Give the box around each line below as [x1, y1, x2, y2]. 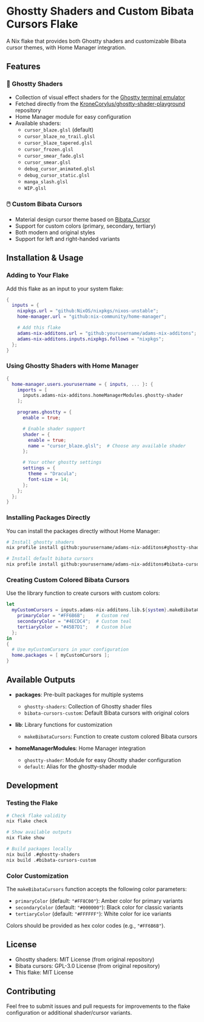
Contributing [6, 986, 56, 996]
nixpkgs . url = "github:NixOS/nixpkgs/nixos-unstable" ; [17, 308, 159, 314]
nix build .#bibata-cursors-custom [6, 857, 97, 863]
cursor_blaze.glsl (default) [24, 126, 94, 133]
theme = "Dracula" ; [28, 471, 78, 477]
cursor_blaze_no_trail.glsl [24, 133, 95, 139]
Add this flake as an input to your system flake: [6, 285, 124, 292]
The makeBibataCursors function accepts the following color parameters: [6, 885, 187, 892]
